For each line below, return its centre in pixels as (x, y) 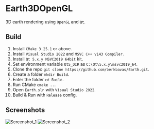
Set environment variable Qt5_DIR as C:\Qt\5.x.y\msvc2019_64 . (75, 64)
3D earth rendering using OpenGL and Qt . (45, 22)
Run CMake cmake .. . (34, 85)
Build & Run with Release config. (45, 95)
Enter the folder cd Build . (38, 79)
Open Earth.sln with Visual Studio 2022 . (54, 89)
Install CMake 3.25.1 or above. (42, 48)
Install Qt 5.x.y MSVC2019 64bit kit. (48, 59)
